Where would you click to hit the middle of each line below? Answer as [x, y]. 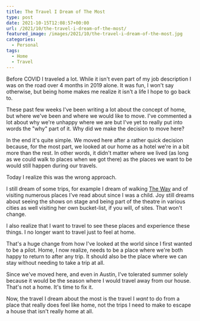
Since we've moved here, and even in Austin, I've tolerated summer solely [97, 274]
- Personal [25, 45]
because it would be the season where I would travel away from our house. [99, 280]
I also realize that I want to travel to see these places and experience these [98, 225]
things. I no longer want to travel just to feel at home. [71, 232]
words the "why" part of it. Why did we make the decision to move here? [96, 129]
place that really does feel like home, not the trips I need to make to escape [99, 305]
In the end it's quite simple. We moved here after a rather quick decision [95, 140]
